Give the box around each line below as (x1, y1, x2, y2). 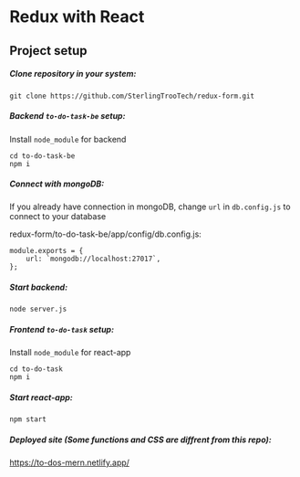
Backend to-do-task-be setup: (9, 111, 126, 122)
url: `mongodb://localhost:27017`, (26, 254, 161, 264)
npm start (9, 415, 47, 424)
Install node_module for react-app (9, 347, 131, 358)
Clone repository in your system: (9, 69, 137, 79)
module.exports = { (9, 247, 84, 256)
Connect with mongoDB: (9, 178, 105, 189)
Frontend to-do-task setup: (9, 324, 115, 335)
